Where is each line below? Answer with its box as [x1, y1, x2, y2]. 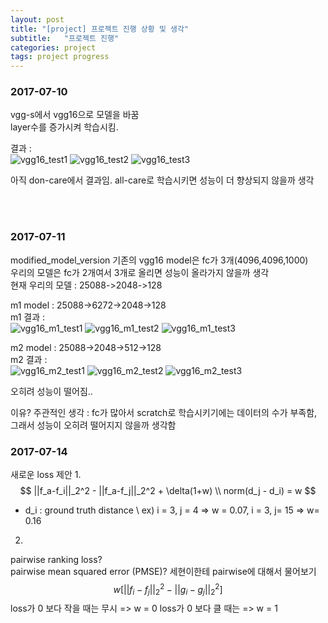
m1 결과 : [10, 311, 46, 323]
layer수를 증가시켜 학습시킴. [10, 121, 119, 133]
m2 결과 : [10, 353, 48, 365]
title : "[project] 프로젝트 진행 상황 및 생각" [10, 24, 190, 34]
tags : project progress [10, 52, 110, 62]
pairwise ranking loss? [10, 554, 103, 566]
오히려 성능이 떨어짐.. [10, 385, 93, 397]
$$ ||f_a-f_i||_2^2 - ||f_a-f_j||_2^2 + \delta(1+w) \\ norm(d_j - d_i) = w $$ [19, 485, 317, 497]
